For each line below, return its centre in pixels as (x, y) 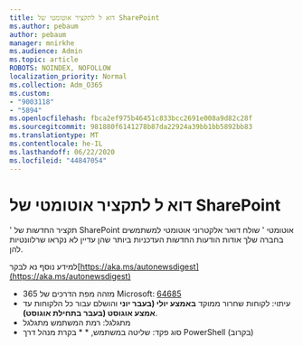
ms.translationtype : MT (54, 136)
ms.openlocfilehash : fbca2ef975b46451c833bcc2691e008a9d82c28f (131, 118)
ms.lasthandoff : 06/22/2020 (62, 152)
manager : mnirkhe (42, 43)
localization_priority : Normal (68, 77)
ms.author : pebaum (44, 26)
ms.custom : (30, 93)
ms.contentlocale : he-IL (56, 144)
